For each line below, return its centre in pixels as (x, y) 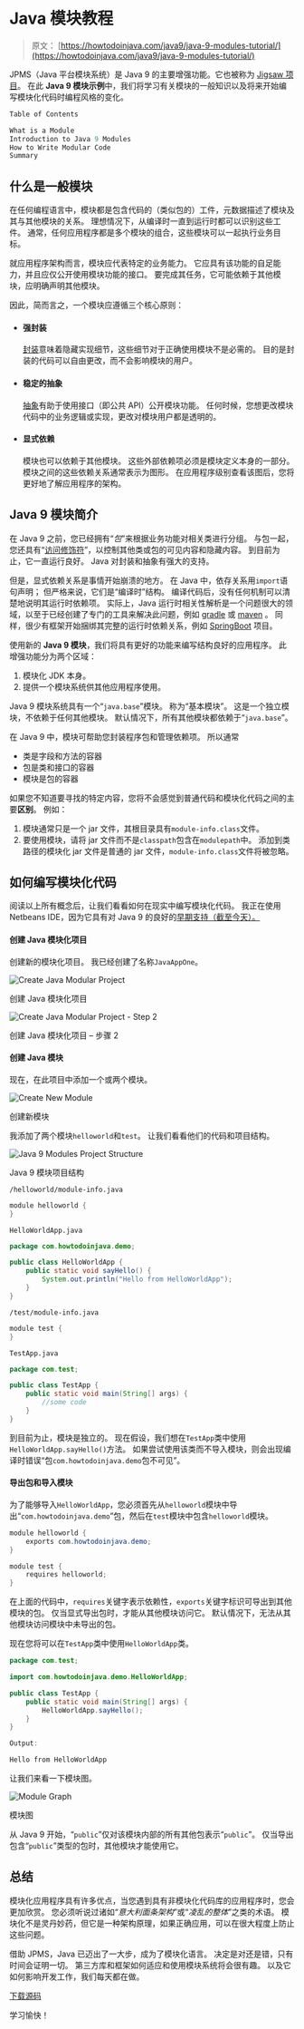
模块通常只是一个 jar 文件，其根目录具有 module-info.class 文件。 (143, 828)
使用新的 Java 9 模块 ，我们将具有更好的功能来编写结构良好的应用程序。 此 (148, 645)
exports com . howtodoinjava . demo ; (89, 1541)
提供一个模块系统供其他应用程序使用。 (94, 686)
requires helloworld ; (66, 1575)
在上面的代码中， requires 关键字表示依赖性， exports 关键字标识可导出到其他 (151, 1602)
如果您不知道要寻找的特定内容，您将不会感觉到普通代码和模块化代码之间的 (148, 798)
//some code (65, 1403)
